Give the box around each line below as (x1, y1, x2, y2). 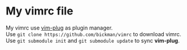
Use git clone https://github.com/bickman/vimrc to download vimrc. (5, 30, 182, 37)
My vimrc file (5, 4, 74, 18)
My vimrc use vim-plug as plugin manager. (5, 24, 113, 31)
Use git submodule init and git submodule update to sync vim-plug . (5, 37, 180, 44)
